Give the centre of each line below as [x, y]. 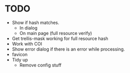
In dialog [28, 27]
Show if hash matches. [36, 22]
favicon [20, 54]
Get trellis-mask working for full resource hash [60, 38]
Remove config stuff [40, 65]
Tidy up [20, 59]
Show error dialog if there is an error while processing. [68, 49]
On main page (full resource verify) [56, 33]
